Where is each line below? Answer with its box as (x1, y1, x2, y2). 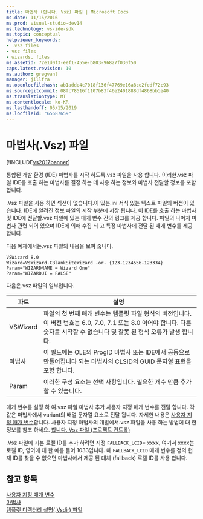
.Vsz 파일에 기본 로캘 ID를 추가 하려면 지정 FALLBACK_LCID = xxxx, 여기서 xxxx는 (6, 439, 195, 446)
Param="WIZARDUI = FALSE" (6, 270, 71, 276)
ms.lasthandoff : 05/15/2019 (6, 104, 77, 111)
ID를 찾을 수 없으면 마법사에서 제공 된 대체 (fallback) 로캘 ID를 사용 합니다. (12, 454, 188, 461)
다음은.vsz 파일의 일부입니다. (6, 282, 75, 289)
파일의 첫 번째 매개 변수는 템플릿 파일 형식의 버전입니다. (43, 310, 192, 318)
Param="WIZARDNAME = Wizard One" (6, 265, 91, 272)
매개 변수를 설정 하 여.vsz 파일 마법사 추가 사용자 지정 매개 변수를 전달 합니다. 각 (6, 404, 195, 411)
